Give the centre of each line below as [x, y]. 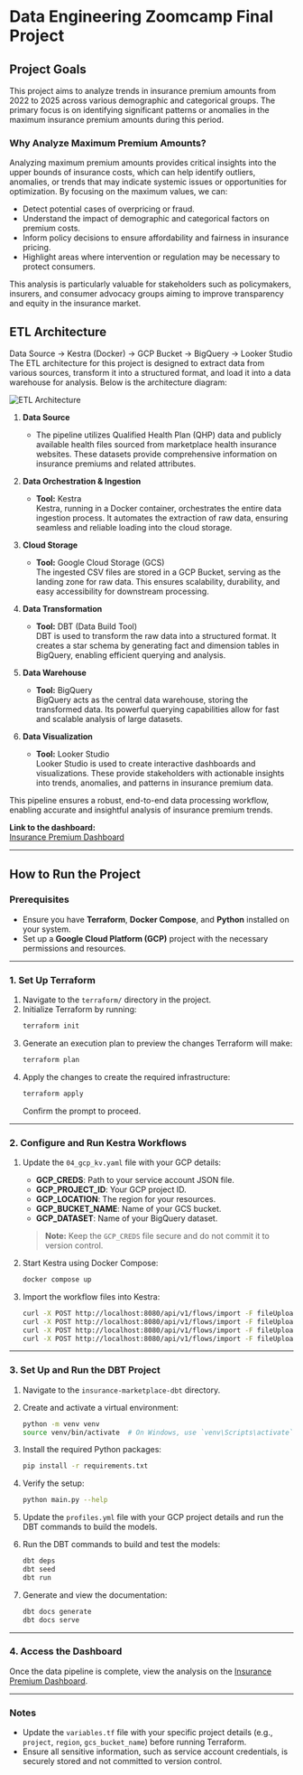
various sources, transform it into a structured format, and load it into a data [150, 373]
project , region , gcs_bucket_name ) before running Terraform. [134, 1742]
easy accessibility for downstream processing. [122, 592]
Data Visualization [57, 737]
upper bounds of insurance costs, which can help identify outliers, [133, 173]
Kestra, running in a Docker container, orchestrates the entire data [159, 509]
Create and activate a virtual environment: [100, 1407]
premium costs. [51, 229]
